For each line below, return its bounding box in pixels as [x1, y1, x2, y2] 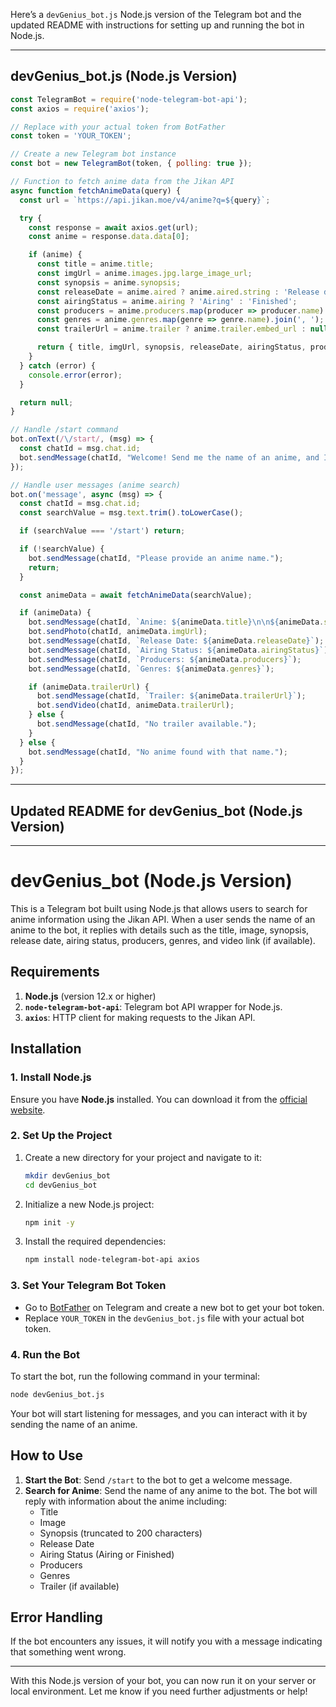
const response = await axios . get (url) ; [28, 222, 199, 233]
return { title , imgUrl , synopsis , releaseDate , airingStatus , [36, 342, 307, 353]
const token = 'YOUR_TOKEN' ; [10, 131, 132, 141]
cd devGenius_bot [24, 1180, 98, 1190]
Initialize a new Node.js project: [24, 1198, 155, 1210]
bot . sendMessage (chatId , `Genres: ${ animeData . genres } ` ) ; [28, 664, 275, 674]
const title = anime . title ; [36, 259, 155, 269]
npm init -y [24, 1217, 75, 1228]
